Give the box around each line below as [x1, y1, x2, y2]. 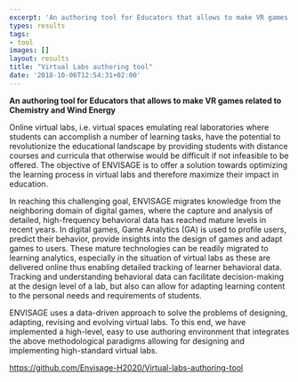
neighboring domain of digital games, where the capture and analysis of [9, 205, 273, 216]
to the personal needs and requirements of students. [9, 290, 202, 300]
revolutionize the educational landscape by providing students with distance [9, 140, 288, 151]
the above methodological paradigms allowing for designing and [9, 335, 245, 346]
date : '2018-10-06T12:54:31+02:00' [9, 71, 141, 80]
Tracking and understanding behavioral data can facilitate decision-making [9, 271, 285, 282]
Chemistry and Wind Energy [9, 104, 116, 115]
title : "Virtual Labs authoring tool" [9, 63, 153, 72]
